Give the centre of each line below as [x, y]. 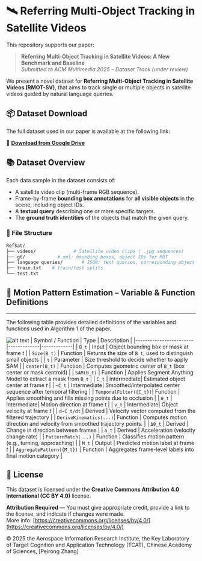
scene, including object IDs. [49, 205]
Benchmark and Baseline [53, 63]
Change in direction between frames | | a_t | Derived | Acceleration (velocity [101, 430]
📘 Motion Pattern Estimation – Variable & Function [101, 293]
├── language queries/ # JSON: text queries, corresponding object [101, 263]
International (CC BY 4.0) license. [49, 496]
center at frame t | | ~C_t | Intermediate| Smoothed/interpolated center [93, 385]
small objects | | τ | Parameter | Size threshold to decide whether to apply [97, 359]
